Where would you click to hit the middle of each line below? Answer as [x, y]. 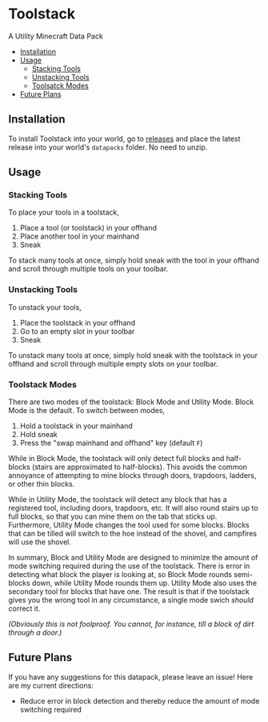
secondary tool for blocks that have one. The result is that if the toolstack [129, 592]
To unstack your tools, [45, 307]
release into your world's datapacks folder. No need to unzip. [108, 147]
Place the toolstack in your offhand [78, 323]
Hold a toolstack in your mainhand [76, 426]
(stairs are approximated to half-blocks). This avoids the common [140, 467]
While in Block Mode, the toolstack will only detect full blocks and [116, 459]
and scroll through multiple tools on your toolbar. [88, 269]
